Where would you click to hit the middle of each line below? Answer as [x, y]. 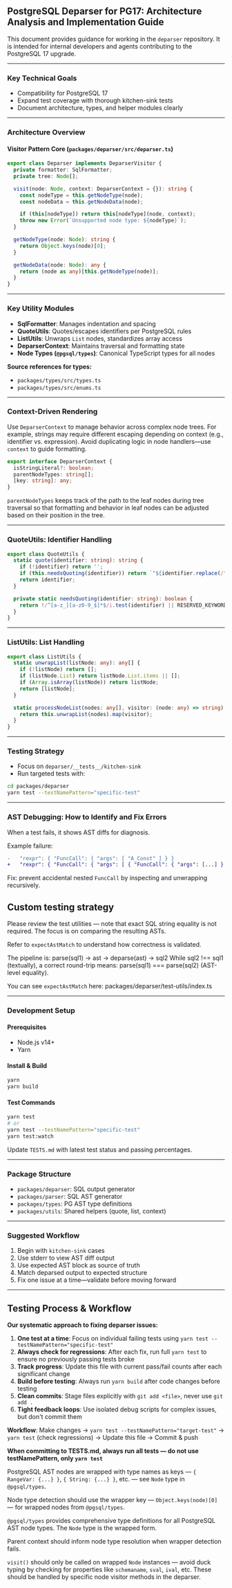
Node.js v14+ [36, 1042]
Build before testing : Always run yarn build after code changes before [118, 1382]
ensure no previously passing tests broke [76, 1359]
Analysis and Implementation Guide [86, 23]
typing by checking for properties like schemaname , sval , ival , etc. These [109, 1570]
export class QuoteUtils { [46, 554]
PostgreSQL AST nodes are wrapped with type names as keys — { [102, 1472]
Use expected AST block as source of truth [78, 1265]
